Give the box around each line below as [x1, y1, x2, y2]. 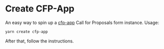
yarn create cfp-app [5, 29, 48, 34]
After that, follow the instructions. [5, 38, 74, 44]
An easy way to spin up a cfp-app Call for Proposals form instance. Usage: [5, 19, 159, 25]
